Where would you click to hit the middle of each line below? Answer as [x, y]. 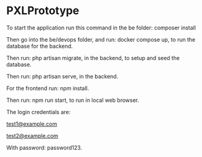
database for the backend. [40, 46]
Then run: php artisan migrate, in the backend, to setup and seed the [93, 58]
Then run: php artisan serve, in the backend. [62, 76]
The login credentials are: [39, 112]
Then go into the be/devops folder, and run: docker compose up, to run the [101, 39]
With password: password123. [44, 147]
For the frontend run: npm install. [48, 88]
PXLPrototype [43, 11]
